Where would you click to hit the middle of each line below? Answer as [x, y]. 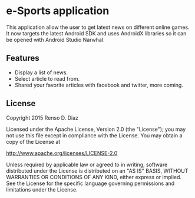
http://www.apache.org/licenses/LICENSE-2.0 [62, 153]
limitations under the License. [42, 189]
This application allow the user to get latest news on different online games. [98, 27]
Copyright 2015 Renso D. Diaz [42, 118]
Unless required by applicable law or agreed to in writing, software [87, 164]
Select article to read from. [47, 78]
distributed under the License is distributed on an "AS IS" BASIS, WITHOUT [97, 171]
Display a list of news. [41, 72]
